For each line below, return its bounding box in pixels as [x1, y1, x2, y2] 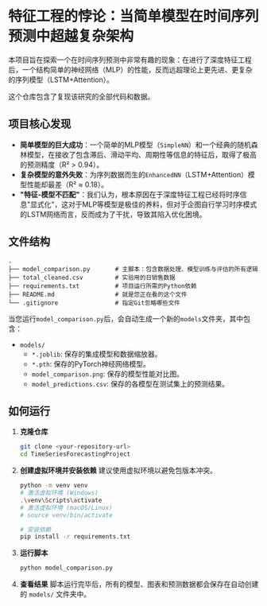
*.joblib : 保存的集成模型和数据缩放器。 [31, 349, 162, 359]
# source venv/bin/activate [19, 511, 113, 519]
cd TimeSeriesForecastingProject [19, 450, 131, 458]
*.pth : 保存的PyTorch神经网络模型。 [31, 359, 151, 368]
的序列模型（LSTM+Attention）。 [8, 75, 114, 84]
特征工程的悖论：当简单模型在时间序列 [8, 7, 260, 25]
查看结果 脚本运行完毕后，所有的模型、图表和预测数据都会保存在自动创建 [19, 580, 259, 589]
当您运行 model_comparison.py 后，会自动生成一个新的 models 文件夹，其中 [8, 313, 244, 323]
